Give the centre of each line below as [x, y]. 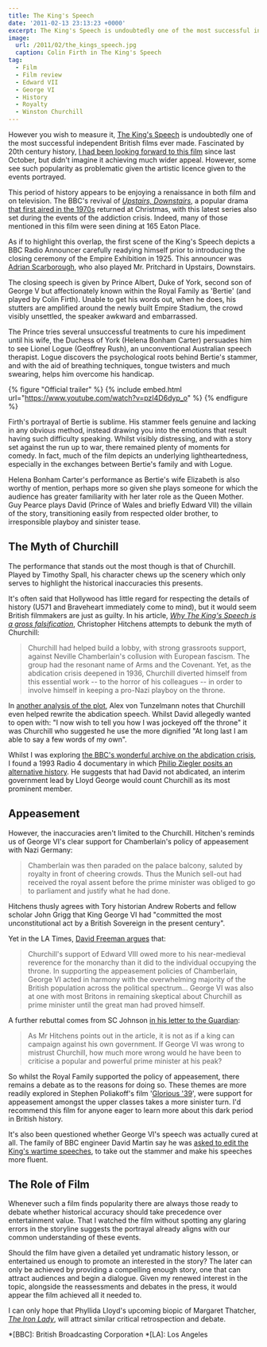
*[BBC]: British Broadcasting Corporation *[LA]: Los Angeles [108, 1334]
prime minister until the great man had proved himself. [116, 1004]
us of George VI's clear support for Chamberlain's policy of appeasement [128, 841]
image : [19, 38]
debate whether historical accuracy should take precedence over [115, 1212]
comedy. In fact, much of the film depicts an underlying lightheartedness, [128, 456]
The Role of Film [49, 1185]
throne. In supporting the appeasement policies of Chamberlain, [132, 971]
